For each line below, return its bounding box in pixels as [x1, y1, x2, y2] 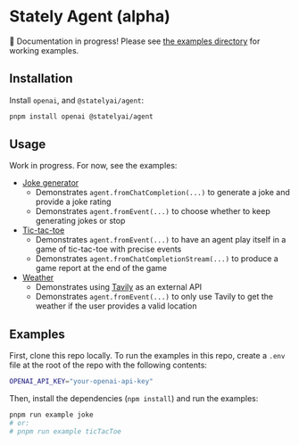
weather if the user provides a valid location [35, 301, 197, 311]
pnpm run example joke [9, 410, 94, 420]
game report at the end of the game [35, 263, 168, 274]
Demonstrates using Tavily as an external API [35, 282, 203, 293]
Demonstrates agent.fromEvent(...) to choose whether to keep [35, 206, 270, 217]
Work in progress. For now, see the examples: [9, 161, 178, 171]
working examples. [9, 45, 79, 55]
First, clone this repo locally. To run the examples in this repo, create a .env [9, 350, 286, 361]
